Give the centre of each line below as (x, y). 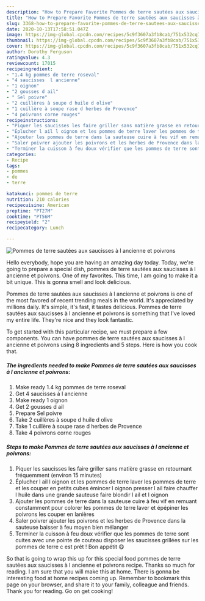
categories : (21, 154)
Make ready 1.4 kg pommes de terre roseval (70, 387)
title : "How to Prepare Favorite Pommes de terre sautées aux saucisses (101, 18)
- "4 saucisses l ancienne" (43, 80)
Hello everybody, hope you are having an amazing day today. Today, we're (100, 263)
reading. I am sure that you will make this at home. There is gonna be (93, 571)
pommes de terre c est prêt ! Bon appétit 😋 (70, 547)
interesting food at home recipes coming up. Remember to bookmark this (98, 578)
